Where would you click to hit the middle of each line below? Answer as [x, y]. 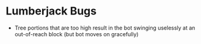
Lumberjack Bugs [51, 11]
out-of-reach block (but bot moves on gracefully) [76, 34]
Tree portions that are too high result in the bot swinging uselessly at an [105, 28]
